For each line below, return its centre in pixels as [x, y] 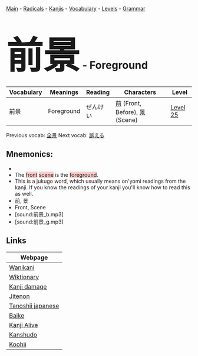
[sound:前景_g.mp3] [39, 222]
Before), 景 [130, 112]
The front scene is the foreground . [56, 174]
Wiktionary [24, 277]
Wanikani [22, 267]
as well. [24, 193]
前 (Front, [128, 103]
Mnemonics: [30, 154]
